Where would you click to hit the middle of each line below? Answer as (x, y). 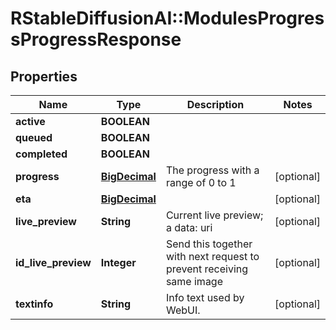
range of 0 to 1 (201, 182)
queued (34, 137)
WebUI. (183, 310)
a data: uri (189, 227)
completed (41, 154)
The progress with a (212, 170)
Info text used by (205, 297)
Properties (44, 76)
